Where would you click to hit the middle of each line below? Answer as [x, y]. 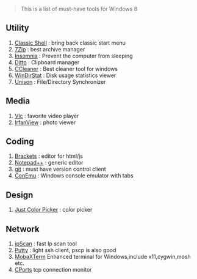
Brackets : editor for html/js [49, 156]
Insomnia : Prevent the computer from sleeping [73, 56]
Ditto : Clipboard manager [47, 62]
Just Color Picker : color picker [53, 210]
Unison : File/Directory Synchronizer [60, 81]
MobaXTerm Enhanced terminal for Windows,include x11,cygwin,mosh [103, 257]
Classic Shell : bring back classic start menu [70, 43]
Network [23, 229]
